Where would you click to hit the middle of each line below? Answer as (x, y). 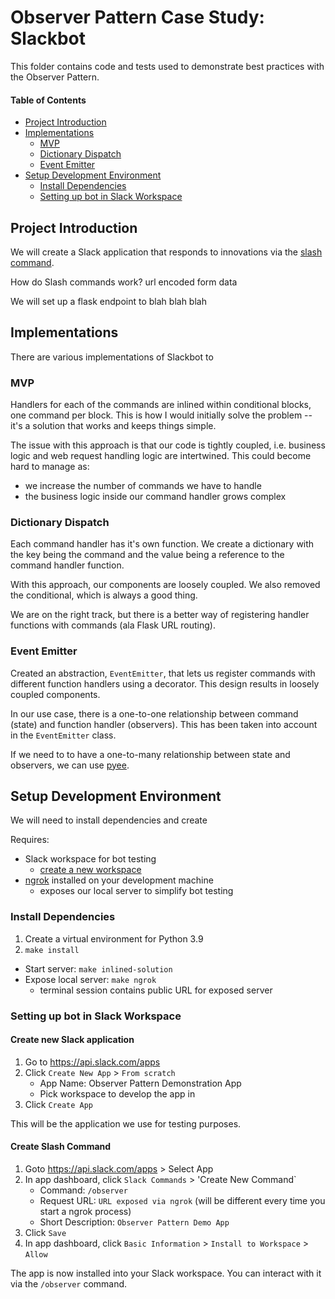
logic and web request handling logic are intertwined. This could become (161, 456)
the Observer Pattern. (55, 77)
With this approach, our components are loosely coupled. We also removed (165, 585)
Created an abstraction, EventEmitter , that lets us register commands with (163, 673)
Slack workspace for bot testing (90, 859)
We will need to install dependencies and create (109, 820)
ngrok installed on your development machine (119, 880)
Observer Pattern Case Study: (137, 17)
